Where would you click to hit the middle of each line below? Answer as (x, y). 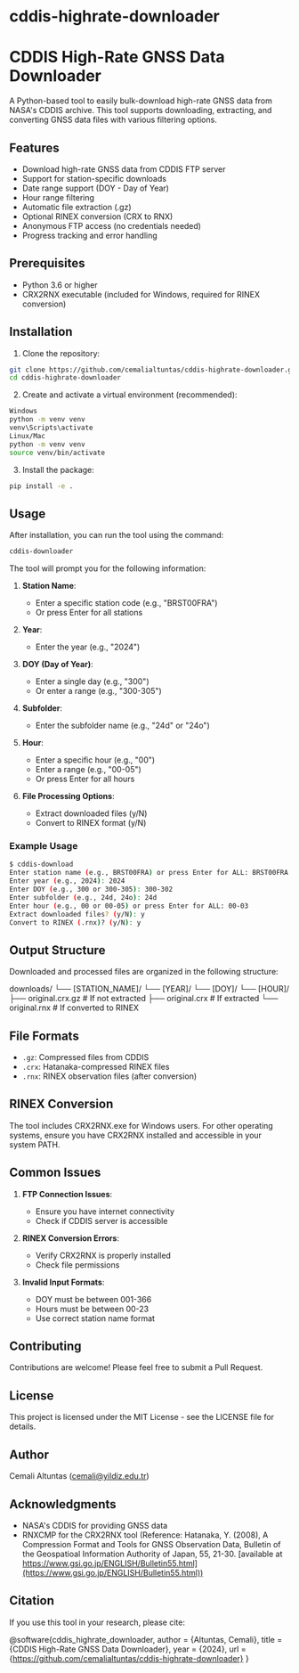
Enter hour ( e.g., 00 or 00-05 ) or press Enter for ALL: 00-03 (129, 906)
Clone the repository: (61, 353)
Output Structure (57, 950)
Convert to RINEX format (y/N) (91, 823)
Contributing (45, 1347)
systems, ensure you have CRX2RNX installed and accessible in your (136, 1135)
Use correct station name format (95, 1318)
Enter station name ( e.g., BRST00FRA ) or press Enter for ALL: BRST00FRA (149, 873)
